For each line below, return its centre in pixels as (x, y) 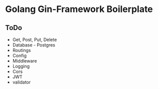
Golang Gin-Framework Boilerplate (79, 9)
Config (19, 55)
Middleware (25, 61)
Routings (22, 50)
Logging (21, 66)
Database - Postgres (34, 45)
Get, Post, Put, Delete (35, 39)
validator (22, 82)
